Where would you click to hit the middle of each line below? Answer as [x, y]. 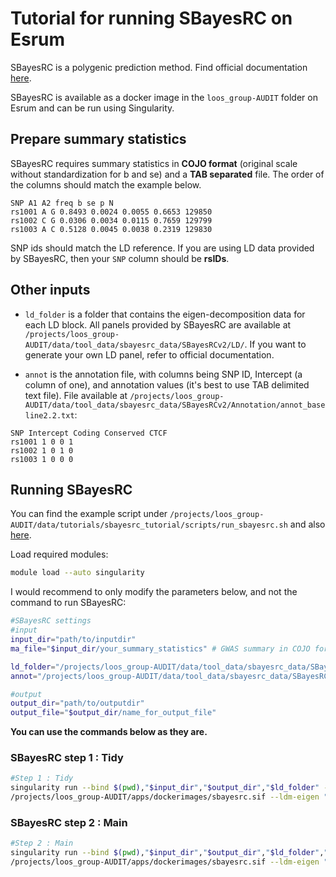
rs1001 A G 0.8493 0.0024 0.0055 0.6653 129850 [111, 212]
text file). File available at [76, 395]
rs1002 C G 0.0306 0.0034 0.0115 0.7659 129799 [111, 220]
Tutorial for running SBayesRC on [151, 18]
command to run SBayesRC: [68, 603]
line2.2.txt [49, 415]
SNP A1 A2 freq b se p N [62, 203]
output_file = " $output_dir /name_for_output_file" [113, 713]
